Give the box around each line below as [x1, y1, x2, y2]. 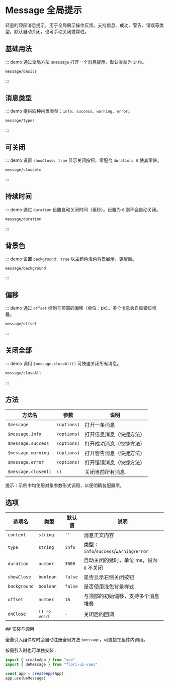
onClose [8, 611, 26, 617]
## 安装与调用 [5, 626, 34, 632]
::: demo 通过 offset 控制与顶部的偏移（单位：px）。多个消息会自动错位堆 [5, 305, 157, 311]
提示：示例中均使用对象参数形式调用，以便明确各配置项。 [5, 482, 124, 488]
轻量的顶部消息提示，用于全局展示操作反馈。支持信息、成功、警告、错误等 [5, 22, 159, 28]
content [8, 532, 26, 538]
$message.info [8, 431, 42, 437]
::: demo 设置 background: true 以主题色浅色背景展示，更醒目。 [5, 256, 137, 262]
